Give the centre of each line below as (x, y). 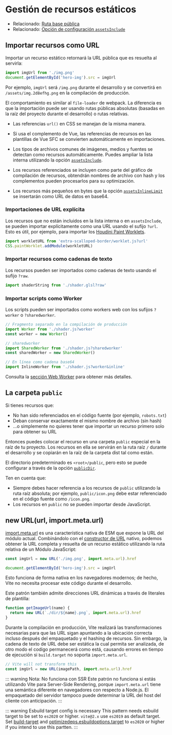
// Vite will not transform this (41, 665)
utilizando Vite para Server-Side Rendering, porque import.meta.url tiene (83, 684)
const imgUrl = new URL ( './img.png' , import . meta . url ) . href (71, 559)
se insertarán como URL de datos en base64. (61, 196)
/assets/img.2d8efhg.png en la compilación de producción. (68, 93)
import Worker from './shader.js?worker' (50, 329)
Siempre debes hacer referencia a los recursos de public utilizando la (87, 488)
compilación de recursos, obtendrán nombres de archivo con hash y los (89, 175)
